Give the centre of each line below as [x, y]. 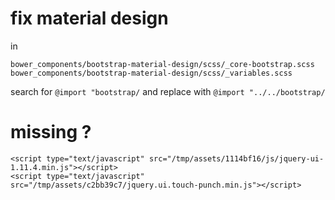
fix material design [89, 18]
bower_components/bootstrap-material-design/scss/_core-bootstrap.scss [162, 64]
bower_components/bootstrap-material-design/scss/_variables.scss [151, 73]
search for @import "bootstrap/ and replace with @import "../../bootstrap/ [168, 91]
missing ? [51, 132]
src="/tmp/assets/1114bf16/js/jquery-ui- [236, 158]
